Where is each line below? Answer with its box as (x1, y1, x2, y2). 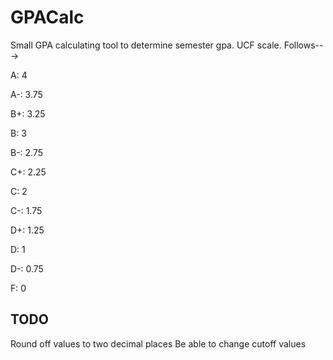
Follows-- (283, 39, 324, 51)
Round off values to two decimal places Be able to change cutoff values (10, 337, 307, 350)
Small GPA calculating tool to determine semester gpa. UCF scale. (10, 39, 282, 51)
